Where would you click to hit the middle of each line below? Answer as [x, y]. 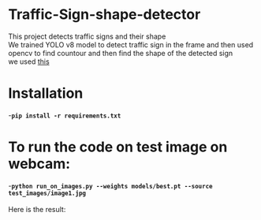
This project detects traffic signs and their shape [87, 36]
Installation [46, 93]
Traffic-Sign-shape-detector [104, 15]
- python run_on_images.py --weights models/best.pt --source [110, 185]
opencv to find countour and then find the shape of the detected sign [121, 53]
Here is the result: [37, 209]
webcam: [39, 164]
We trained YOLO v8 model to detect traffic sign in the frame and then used [131, 44]
